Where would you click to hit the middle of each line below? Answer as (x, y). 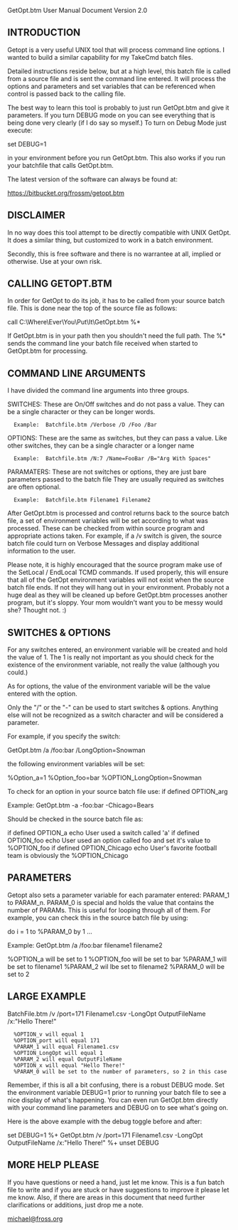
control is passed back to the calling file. (66, 94)
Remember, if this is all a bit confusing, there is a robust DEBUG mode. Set (116, 1085)
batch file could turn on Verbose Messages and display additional (103, 544)
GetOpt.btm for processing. (48, 351)
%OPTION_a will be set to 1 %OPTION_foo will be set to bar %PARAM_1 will (117, 959)
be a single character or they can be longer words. (81, 412)
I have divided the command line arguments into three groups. (98, 391)
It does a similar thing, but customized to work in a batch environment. (110, 240)
